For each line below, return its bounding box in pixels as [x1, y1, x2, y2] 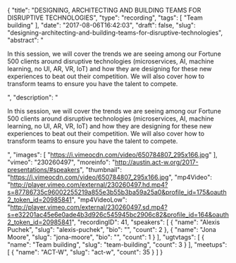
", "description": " [7, 93, 58, 102]
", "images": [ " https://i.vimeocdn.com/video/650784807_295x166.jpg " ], [7, 151, 218, 159]
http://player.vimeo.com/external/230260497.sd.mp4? [10, 203, 168, 211]
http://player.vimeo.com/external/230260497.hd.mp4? [10, 181, 168, 189]
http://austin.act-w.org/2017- [115, 158, 199, 166]
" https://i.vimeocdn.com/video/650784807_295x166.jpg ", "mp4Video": [7, 173, 213, 181]
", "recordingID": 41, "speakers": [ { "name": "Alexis [71, 218, 221, 226]
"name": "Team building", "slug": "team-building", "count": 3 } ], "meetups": [7, 240, 228, 249]
